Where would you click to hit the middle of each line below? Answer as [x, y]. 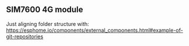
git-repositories [25, 36]
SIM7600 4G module [45, 10]
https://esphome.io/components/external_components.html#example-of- [95, 30]
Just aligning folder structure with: [48, 24]
